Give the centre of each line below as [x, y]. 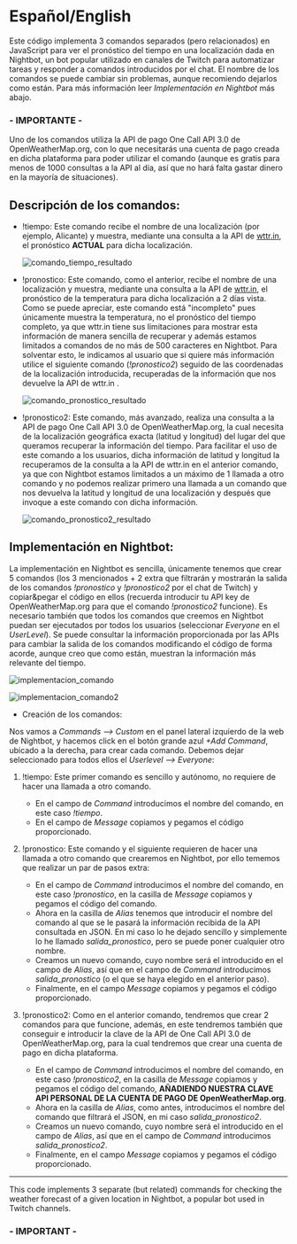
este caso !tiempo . [69, 812]
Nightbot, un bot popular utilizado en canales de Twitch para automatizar [142, 59]
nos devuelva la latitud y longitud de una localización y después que [146, 493]
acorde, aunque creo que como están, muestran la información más [133, 653]
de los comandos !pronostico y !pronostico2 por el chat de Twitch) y [133, 587]
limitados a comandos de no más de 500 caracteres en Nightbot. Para [149, 346]
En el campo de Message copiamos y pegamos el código [140, 822]
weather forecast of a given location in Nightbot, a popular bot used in [137, 1199]
